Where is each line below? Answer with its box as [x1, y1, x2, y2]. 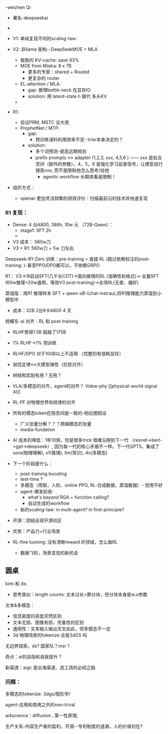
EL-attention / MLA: [20, 81, 61, 87]
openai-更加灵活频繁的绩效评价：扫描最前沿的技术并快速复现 [20, 195, 148, 201]
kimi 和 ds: [5, 580, 27, 587]
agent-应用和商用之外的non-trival [5, 701, 75, 708]
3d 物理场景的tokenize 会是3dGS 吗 [12, 632, 87, 638]
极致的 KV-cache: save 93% [20, 57, 80, 63]
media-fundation [20, 426, 56, 433]
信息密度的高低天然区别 [12, 613, 62, 619]
